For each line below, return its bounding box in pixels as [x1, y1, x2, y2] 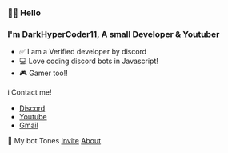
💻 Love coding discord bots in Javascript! [18, 56, 159, 66]
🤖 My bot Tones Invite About [7, 136, 102, 146]
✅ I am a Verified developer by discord [18, 47, 147, 57]
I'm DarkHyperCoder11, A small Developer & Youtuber [7, 28, 220, 39]
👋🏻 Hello [7, 7, 42, 18]
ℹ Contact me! [7, 87, 52, 97]
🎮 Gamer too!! [18, 68, 69, 79]
